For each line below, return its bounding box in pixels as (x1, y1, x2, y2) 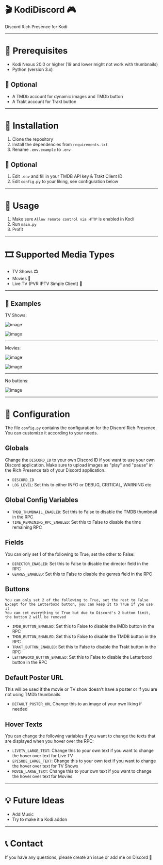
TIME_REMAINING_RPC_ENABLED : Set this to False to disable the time (12, 519, 141, 525)
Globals (5, 444, 29, 452)
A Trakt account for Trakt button (12, 99, 77, 104)
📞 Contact (5, 838, 44, 849)
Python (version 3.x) (12, 67, 53, 72)
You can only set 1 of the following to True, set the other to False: (5, 551, 135, 557)
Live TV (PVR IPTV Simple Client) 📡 (12, 281, 82, 287)
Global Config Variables (5, 496, 79, 504)
